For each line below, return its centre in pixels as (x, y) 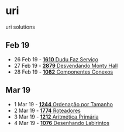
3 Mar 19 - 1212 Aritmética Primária (56, 117)
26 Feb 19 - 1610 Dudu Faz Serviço (56, 59)
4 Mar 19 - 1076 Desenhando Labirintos (61, 123)
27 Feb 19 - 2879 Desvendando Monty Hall (66, 65)
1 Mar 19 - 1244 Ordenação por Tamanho (63, 104)
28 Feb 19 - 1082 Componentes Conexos (63, 72)
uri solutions (20, 27)
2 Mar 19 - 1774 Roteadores (47, 110)
